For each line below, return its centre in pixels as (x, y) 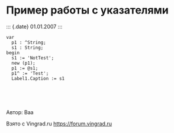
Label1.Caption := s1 (38, 78)
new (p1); (23, 63)
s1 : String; (28, 48)
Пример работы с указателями (87, 10)
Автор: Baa (20, 112)
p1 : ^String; (29, 42)
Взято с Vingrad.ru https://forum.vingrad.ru (59, 124)
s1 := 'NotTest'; (33, 58)
